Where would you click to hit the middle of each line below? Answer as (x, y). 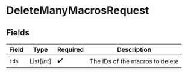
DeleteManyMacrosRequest (78, 11)
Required (70, 50)
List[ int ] (40, 61)
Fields (18, 33)
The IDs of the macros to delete (134, 61)
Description (134, 50)
